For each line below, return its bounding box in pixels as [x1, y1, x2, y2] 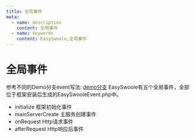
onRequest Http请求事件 [14, 118, 73, 125]
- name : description [11, 19, 62, 25]
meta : [6, 14, 19, 20]
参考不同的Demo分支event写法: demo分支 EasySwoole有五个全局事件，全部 [6, 83, 190, 90]
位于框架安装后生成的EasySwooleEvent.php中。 [6, 90, 122, 97]
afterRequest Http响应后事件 [14, 125, 84, 132]
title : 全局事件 [6, 8, 42, 15]
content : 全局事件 [16, 25, 58, 31]
